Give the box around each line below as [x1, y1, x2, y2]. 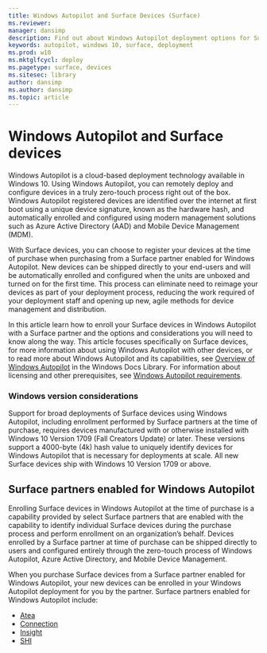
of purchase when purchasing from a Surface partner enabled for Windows [8, 254, 255, 264]
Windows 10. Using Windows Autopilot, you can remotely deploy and [8, 179, 234, 189]
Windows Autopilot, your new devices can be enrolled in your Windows [8, 578, 242, 588]
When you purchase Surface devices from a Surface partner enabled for [8, 570, 246, 580]
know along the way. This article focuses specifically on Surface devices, [8, 337, 249, 346]
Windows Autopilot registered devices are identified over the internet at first [8, 196, 257, 205]
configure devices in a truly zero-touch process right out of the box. [8, 188, 231, 197]
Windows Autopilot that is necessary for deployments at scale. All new [8, 451, 239, 460]
